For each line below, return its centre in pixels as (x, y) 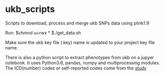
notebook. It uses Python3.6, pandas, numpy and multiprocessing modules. (83, 62)
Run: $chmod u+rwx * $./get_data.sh (43, 32)
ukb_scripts (30, 9)
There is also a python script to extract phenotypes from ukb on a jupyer (80, 57)
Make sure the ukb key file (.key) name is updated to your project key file (80, 42)
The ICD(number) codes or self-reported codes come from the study (76, 68)
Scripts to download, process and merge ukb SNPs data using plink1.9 (77, 23)
